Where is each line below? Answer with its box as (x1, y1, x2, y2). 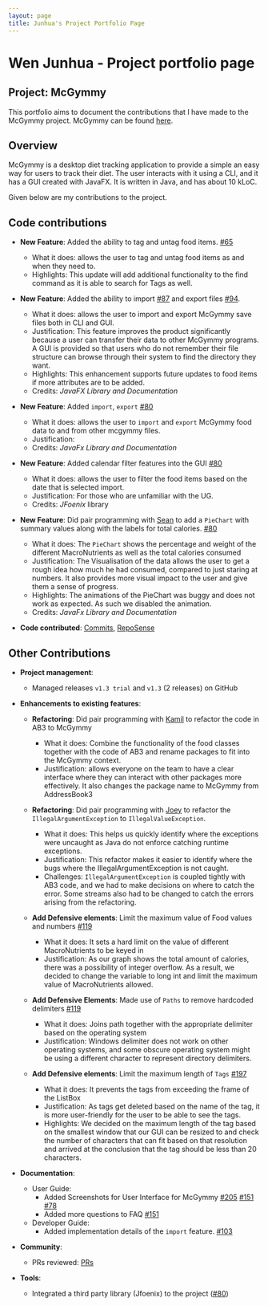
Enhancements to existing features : (19, 698, 142, 708)
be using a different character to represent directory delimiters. (43, 1053, 252, 1063)
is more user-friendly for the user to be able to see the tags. (43, 1109, 242, 1120)
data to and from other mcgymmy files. (31, 426, 161, 436)
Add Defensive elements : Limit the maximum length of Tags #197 (31, 1068, 247, 1078)
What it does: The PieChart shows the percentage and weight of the (31, 539, 257, 549)
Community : (19, 1242, 62, 1251)
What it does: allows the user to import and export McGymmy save (31, 310, 252, 319)
